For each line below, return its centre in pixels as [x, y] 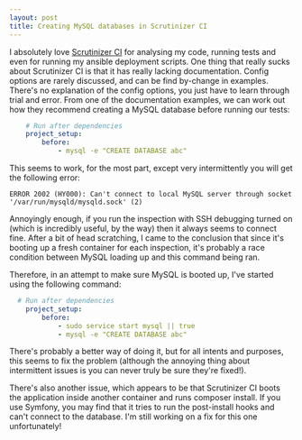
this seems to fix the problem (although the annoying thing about [130, 361]
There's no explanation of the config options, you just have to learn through [150, 90]
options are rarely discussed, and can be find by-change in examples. [139, 80]
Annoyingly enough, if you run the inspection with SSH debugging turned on [151, 219]
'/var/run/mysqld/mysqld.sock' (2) [76, 202]
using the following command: [65, 284]
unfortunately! [36, 426]
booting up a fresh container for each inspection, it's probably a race [137, 247]
